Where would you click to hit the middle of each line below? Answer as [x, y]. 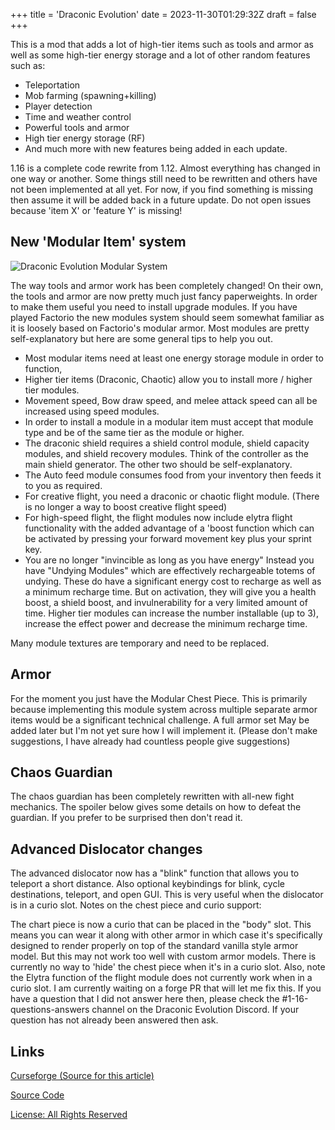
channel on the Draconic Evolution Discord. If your [195, 1010]
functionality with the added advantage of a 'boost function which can [169, 528]
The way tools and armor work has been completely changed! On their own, [167, 285]
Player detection [58, 106]
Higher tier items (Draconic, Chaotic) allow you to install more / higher [168, 379]
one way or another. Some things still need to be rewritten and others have [164, 178]
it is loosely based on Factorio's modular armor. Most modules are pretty [160, 328]
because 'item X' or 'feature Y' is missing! [96, 210]
